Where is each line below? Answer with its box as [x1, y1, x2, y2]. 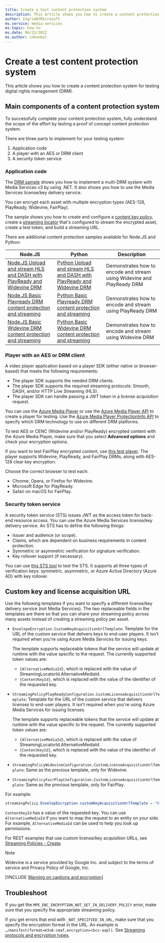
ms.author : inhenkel [5, 35, 48, 40]
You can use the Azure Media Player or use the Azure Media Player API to [5, 408, 154, 415]
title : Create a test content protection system [5, 7, 107, 12]
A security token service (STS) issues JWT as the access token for [5, 512, 140, 518]
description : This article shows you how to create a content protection [5, 12, 160, 17]
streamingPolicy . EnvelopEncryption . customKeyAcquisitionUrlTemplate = [5, 801, 153, 806]
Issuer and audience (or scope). [12, 532, 77, 538]
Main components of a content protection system [5, 102, 160, 111]
